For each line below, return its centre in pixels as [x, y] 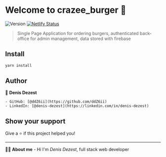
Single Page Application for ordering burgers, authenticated [78, 33]
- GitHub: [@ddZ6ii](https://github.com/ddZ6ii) [56, 102]
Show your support [35, 121]
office [23, 39]
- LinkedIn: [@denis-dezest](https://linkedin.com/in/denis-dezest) [77, 106]
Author [16, 81]
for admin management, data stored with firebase [81, 39]
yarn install [19, 65]
